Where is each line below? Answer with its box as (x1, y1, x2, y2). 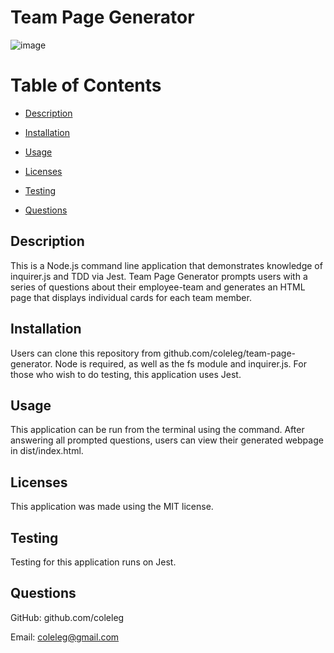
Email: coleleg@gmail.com (10, 631, 120, 643)
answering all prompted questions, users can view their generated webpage (10, 434, 324, 446)
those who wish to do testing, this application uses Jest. (10, 368, 242, 380)
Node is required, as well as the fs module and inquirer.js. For (54, 357, 307, 370)
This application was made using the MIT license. (10, 501, 214, 513)
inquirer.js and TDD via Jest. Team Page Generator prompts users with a (10, 270, 308, 282)
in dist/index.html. (10, 445, 84, 457)
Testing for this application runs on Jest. (10, 556, 177, 568)
